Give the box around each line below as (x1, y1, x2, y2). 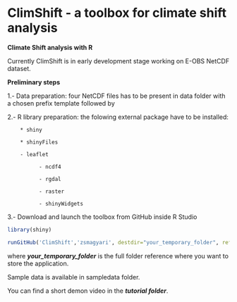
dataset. (7, 64, 32, 73)
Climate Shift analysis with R (7, 43, 93, 51)
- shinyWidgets (38, 200, 83, 207)
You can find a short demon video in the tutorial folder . (7, 287, 169, 295)
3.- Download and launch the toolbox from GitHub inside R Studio (7, 213, 197, 221)
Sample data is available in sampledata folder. (7, 272, 140, 281)
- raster (38, 188, 65, 195)
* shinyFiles (20, 139, 59, 146)
